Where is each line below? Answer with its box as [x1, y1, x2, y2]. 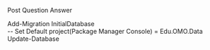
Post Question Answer [7, 6, 73, 14]
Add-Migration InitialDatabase [7, 20, 95, 27]
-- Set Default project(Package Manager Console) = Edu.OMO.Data [7, 27, 203, 35]
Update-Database [7, 35, 60, 43]
